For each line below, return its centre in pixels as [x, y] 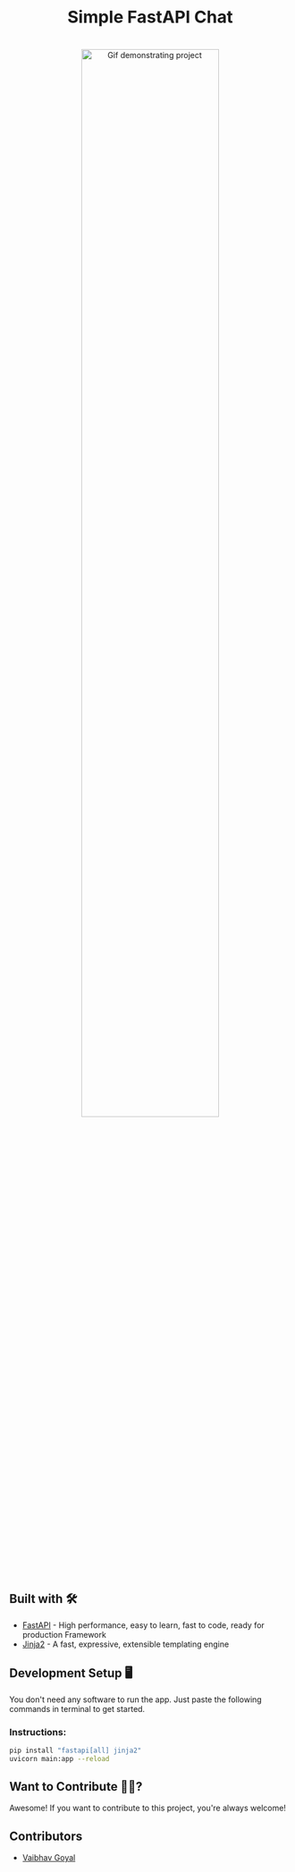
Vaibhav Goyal [49, 1858]
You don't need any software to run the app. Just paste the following [135, 1699]
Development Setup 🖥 [71, 1673]
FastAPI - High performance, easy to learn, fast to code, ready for [143, 1625]
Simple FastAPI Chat [150, 17]
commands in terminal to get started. [77, 1708]
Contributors [46, 1836]
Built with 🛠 [43, 1599]
